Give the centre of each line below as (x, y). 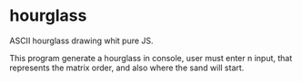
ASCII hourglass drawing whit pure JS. (81, 41)
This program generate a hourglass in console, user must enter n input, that (151, 58)
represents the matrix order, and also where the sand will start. (127, 68)
